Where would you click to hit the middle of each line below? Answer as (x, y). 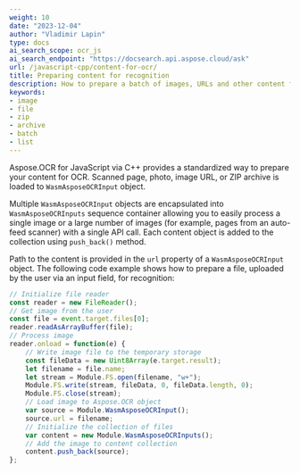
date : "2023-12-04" (46, 26)
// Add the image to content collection (101, 444)
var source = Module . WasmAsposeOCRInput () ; (108, 411)
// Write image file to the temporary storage (113, 352)
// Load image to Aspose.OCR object (94, 402)
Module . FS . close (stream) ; (74, 394)
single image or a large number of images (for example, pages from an (139, 222)
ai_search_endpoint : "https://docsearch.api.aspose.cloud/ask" (129, 59)
